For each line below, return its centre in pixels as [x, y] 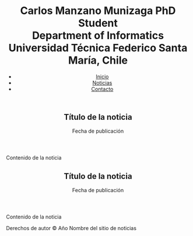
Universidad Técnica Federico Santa [98, 48]
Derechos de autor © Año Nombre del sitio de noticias [71, 228]
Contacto [102, 89]
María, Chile [98, 60]
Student [98, 23]
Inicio [102, 77]
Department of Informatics [98, 36]
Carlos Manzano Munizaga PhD [98, 11]
